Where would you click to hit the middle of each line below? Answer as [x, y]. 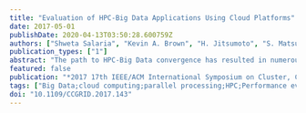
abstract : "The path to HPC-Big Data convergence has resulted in [138, 60]
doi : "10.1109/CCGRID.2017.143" [71, 94]
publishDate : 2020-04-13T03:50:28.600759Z [91, 35]
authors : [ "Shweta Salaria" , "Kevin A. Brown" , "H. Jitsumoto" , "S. [142, 43]
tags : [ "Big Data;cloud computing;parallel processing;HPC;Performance [148, 86]
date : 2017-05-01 [42, 26]
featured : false [40, 69]
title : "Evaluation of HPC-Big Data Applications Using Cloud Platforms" [153, 18]
